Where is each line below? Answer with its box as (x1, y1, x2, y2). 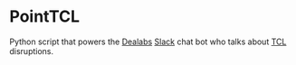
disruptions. (9, 45, 54, 56)
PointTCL (9, 6, 80, 27)
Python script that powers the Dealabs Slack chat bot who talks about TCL (9, 36, 287, 47)
